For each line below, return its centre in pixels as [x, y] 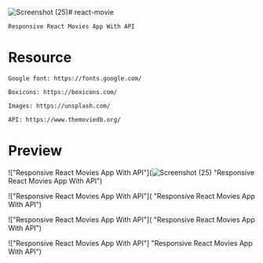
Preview [35, 151]
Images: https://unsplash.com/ [59, 106]
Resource [40, 58]
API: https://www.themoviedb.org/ [65, 119]
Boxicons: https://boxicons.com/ [63, 92]
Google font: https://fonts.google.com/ [75, 79]
